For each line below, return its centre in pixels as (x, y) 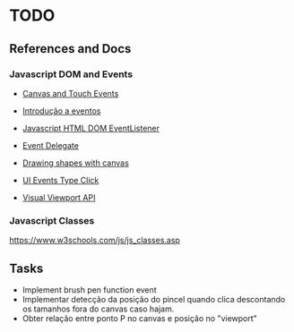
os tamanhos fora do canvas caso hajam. (98, 309)
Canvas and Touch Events (70, 93)
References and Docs (70, 49)
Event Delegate (50, 145)
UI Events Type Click (61, 180)
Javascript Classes (52, 220)
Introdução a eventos (61, 111)
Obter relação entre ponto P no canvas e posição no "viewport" (139, 318)
